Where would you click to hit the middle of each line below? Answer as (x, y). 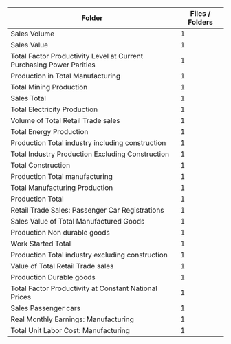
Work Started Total (41, 244)
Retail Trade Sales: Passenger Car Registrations (87, 210)
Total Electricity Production (54, 109)
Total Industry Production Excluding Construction (90, 154)
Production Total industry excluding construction (89, 255)
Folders (200, 22)
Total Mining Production (49, 87)
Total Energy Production (49, 132)
